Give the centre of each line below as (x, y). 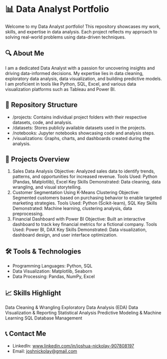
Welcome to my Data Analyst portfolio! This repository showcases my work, (83, 26)
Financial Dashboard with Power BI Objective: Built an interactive (79, 219)
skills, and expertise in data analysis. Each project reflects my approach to (81, 31)
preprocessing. (28, 214)
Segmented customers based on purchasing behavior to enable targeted (87, 198)
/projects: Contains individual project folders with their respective (80, 117)
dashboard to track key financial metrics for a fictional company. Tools (84, 224)
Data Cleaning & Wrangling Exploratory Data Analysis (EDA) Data (72, 307)
